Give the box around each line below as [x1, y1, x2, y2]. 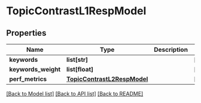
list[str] [66, 55, 89, 64]
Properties [6, 28, 47, 38]
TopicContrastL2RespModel [66, 75, 148, 83]
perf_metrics [9, 75, 47, 83]
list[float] [66, 65, 94, 73]
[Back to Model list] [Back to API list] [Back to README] [6, 90, 144, 97]
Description [153, 46, 188, 54]
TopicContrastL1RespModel [6, 4, 147, 18]
